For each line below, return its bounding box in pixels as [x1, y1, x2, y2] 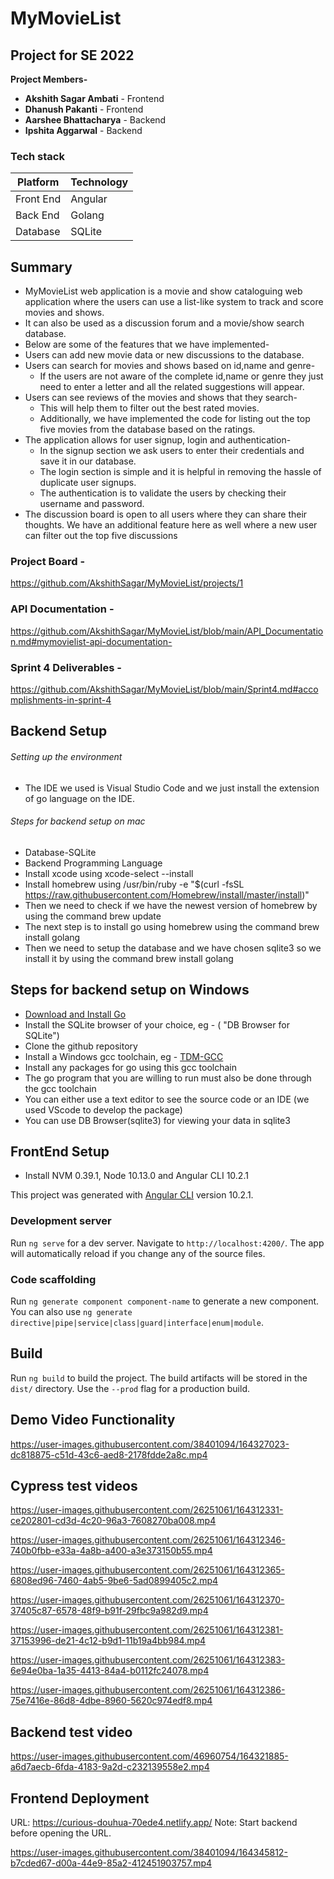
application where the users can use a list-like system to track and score [24, 296, 324, 308]
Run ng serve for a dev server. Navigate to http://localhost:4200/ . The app [10, 1237, 325, 1249]
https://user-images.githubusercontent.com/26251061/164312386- [10, 1684, 286, 1696]
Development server [10, 1214, 112, 1228]
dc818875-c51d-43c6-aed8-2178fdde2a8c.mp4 [10, 1448, 208, 1461]
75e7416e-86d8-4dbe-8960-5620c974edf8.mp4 [10, 1695, 213, 1707]
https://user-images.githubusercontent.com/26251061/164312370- [10, 1594, 285, 1606]
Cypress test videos [10, 1478, 138, 1495]
